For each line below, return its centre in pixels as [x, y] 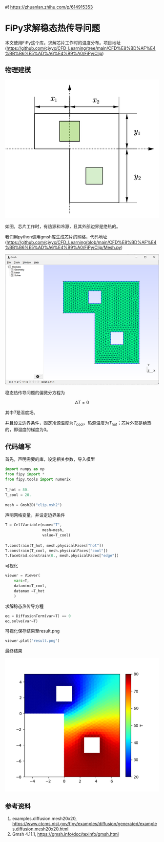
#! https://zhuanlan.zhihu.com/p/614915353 [49, 7]
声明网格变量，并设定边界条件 [35, 515]
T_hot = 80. [17, 490]
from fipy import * [25, 474]
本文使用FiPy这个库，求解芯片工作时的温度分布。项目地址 [63, 42]
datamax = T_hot [29, 591]
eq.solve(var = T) [21, 621]
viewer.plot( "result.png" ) [32, 641]
